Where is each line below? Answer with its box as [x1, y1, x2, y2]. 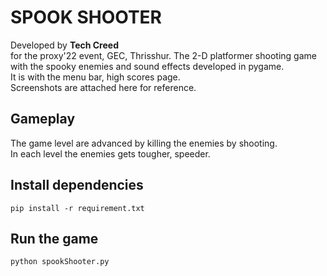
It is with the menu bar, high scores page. [10, 71, 181, 83]
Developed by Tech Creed [10, 39, 119, 51]
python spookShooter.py [10, 257, 110, 267]
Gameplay [10, 111, 76, 128]
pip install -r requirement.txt [10, 203, 145, 213]
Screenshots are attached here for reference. [10, 81, 197, 93]
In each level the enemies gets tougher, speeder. [10, 147, 211, 160]
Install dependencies [10, 177, 144, 194]
